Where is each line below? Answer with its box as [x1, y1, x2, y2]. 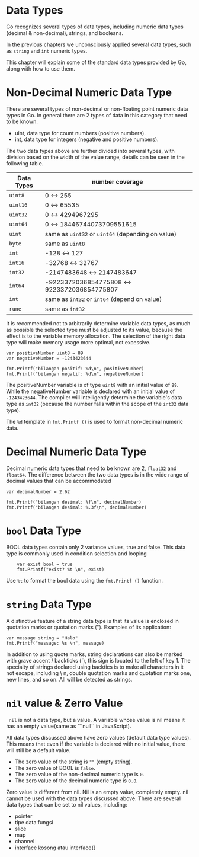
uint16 [9, 202, 28, 208]
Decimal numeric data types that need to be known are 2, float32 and [6, 465, 177, 472]
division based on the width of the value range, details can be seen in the [6, 154, 185, 161]
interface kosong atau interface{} [14, 844, 97, 851]
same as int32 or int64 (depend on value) [44, 295, 162, 303]
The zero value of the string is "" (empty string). [14, 758, 133, 765]
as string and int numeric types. [6, 47, 88, 54]
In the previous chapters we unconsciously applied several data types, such [6, 41, 191, 48]
